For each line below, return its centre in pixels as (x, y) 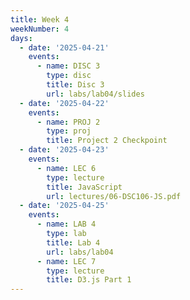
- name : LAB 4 (66, 224)
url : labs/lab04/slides (95, 94)
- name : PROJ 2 (68, 122)
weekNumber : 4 (40, 29)
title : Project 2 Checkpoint (107, 141)
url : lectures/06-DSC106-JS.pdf (114, 196)
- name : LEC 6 (66, 168)
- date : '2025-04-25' (64, 206)
